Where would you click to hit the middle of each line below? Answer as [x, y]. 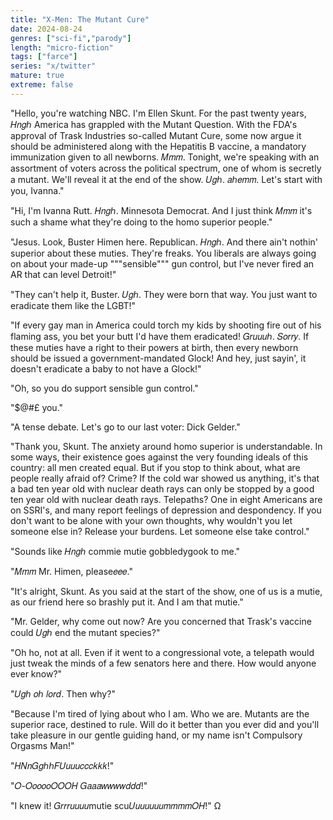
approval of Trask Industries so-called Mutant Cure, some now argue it [156, 135]
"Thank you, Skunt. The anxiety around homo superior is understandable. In [166, 446]
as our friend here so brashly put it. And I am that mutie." [127, 602]
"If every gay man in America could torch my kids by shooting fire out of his [166, 325]
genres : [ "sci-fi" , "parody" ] [71, 38]
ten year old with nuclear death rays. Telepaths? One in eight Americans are [166, 499]
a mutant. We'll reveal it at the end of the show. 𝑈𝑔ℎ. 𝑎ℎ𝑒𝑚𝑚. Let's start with [166, 179]
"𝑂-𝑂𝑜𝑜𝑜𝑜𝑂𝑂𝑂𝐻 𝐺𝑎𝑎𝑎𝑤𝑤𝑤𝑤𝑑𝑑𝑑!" [79, 785]
